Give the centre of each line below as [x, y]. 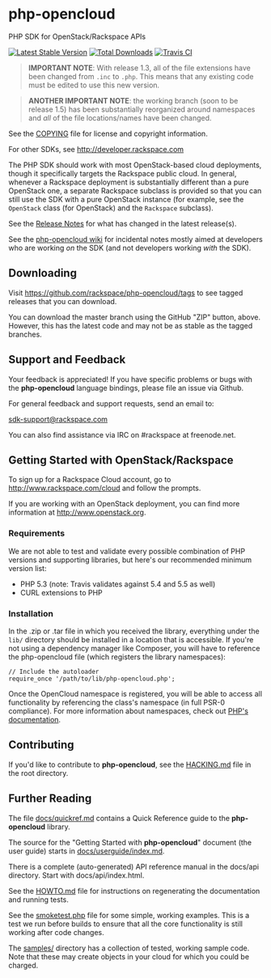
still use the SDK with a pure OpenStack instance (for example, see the [126, 199]
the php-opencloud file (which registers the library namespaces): [117, 657]
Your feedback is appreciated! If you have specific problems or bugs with [131, 379]
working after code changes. [56, 932]
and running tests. [38, 900]
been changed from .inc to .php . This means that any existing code [141, 76]
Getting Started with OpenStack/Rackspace [121, 460]
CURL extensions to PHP [61, 592]
